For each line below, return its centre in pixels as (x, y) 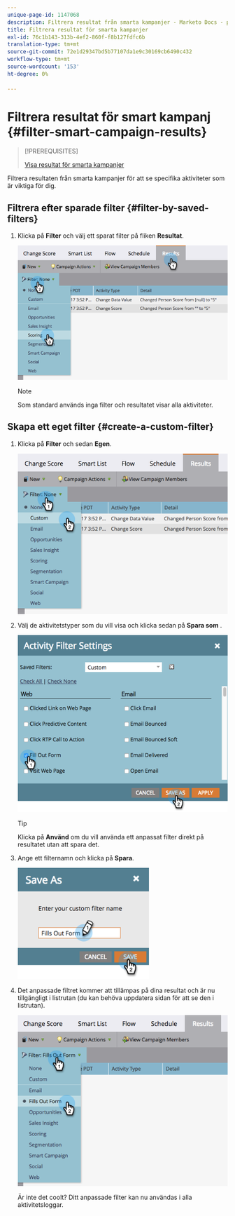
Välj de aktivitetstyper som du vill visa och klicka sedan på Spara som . (120, 626)
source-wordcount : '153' (43, 67)
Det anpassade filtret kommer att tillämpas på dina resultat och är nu (116, 990)
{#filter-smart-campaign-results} (107, 131)
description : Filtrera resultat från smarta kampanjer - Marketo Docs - (115, 22)
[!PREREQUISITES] (51, 151)
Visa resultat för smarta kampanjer (74, 165)
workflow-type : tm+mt (39, 60)
